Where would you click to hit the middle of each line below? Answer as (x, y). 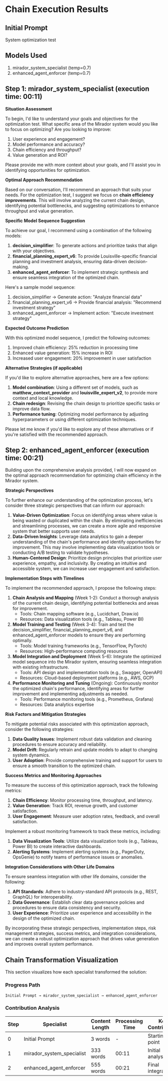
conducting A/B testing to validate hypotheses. (61, 553)
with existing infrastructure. (41, 667)
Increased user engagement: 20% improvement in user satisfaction (82, 358)
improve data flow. (31, 408)
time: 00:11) (24, 97)
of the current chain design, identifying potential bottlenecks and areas (85, 603)
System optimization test (31, 40)
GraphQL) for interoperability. (43, 897)
